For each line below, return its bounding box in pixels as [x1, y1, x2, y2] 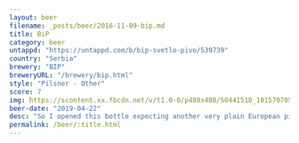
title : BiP [9, 29, 50, 38]
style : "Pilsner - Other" [9, 79, 105, 88]
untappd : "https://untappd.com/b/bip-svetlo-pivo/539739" [9, 46, 229, 55]
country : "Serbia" [9, 54, 77, 63]
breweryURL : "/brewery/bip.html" [9, 71, 133, 80]
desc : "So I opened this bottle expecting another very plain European [9, 112, 280, 121]
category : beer [9, 37, 66, 47]
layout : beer [9, 12, 58, 22]
